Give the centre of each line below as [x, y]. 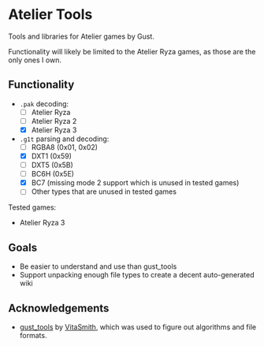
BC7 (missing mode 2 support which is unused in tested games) [135, 183]
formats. [33, 335]
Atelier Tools [50, 15]
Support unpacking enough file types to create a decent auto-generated [137, 275]
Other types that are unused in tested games [104, 192]
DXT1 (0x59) [52, 156]
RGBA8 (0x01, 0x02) [65, 147]
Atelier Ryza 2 [54, 121]
